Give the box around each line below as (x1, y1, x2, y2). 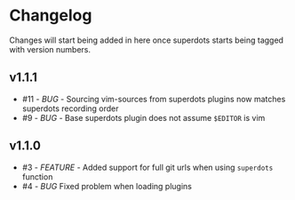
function (21, 171, 53, 182)
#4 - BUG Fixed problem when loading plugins (21, 180, 193, 191)
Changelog (9, 5, 92, 26)
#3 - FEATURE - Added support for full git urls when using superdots (21, 162, 274, 172)
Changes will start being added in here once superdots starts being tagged (9, 35, 284, 45)
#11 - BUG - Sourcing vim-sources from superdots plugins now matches (21, 93, 286, 104)
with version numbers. (9, 44, 92, 54)
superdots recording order (21, 103, 119, 114)
